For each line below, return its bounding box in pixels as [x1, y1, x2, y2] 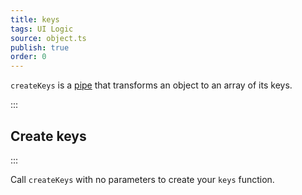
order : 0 [10, 52, 47, 62]
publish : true [10, 42, 70, 53]
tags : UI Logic [10, 24, 74, 34]
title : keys [10, 14, 60, 25]
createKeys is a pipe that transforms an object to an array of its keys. [10, 79, 293, 91]
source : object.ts [10, 33, 87, 43]
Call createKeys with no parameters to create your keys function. [10, 173, 275, 185]
